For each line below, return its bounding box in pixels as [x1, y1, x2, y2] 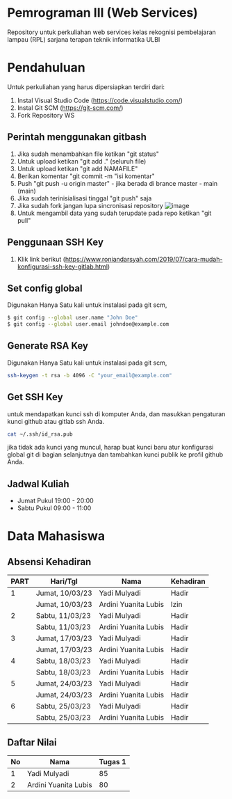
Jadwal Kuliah [7, 478, 69, 490]
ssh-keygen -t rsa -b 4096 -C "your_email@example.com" [7, 372, 172, 379]
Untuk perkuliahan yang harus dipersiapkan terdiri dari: [7, 82, 165, 91]
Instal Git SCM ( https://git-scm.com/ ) [17, 103, 124, 112]
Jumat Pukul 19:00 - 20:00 [17, 496, 94, 505]
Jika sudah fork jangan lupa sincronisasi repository [17, 201, 163, 209]
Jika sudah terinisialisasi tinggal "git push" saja [17, 193, 152, 203]
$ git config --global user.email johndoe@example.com [7, 321, 169, 328]
